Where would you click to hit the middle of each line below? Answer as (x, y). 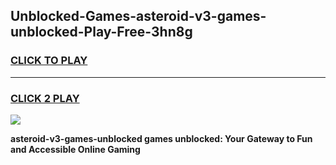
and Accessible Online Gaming (75, 149)
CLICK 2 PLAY (45, 98)
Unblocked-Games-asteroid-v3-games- (138, 16)
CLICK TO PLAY (49, 61)
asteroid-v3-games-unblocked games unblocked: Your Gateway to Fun (161, 138)
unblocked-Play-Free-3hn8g (101, 32)
